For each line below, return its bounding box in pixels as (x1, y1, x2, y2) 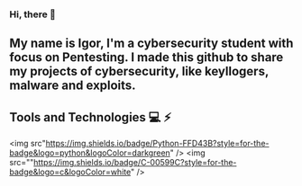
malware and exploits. (9, 78, 137, 93)
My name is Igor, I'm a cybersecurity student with (9, 36, 294, 51)
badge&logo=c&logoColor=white (9, 166, 132, 178)
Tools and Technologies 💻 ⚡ (9, 110, 172, 125)
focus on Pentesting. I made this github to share (9, 49, 284, 66)
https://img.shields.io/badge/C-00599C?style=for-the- (32, 157, 237, 168)
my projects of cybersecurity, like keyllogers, (9, 64, 269, 79)
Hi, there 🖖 (9, 8, 57, 21)
